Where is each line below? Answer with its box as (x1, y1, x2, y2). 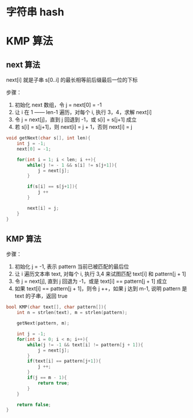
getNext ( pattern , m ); (16, 320, 69, 326)
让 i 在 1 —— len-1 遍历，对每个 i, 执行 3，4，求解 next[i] (14, 109, 152, 116)
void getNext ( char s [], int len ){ (6, 135, 91, 141)
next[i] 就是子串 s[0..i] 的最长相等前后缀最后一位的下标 (6, 76, 138, 83)
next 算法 (6, 59, 41, 69)
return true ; (37, 380, 69, 386)
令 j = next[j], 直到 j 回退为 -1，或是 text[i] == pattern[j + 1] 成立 (14, 277, 168, 285)
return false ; (16, 402, 51, 407)
